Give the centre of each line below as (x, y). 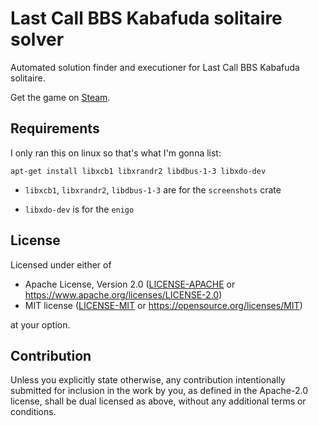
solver (37, 39)
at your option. (40, 324)
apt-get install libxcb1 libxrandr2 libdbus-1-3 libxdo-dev (138, 171)
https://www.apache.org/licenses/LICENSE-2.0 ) (123, 294)
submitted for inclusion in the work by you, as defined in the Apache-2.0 (159, 391)
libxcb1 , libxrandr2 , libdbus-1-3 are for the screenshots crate (153, 189)
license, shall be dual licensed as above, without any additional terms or (158, 401)
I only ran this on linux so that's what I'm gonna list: (116, 153)
